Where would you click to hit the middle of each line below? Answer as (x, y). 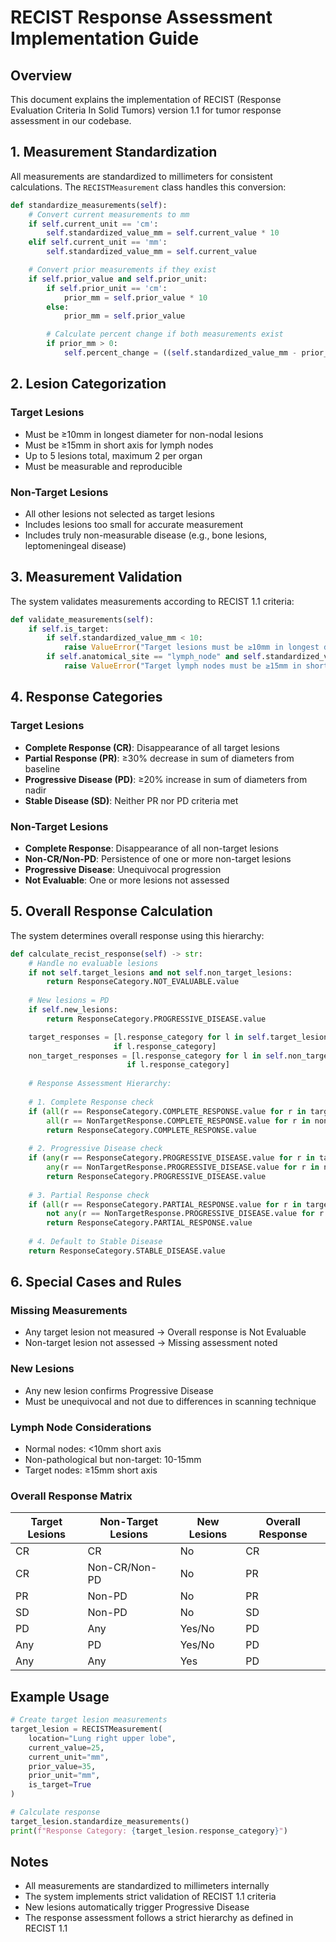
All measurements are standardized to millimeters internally (147, 1886)
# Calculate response (55, 1812)
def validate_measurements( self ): (82, 619)
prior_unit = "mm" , (64, 1776)
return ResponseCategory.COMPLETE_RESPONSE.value (151, 1130)
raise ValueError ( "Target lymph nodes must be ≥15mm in (182, 666)
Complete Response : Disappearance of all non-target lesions (151, 848)
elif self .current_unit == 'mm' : (98, 242)
